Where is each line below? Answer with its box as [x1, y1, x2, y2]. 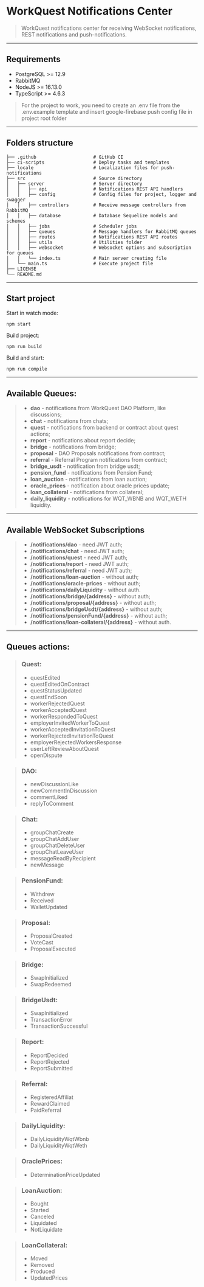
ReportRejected [30, 1058, 70, 1066]
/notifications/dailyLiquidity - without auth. [30, 586, 141, 593]
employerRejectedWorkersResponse [30, 738, 122, 746]
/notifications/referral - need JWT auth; [30, 567, 132, 574]
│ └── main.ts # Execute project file [6, 260, 154, 267]
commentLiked [30, 793, 68, 801]
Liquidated [30, 1219, 57, 1227]
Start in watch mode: [6, 309, 59, 317]
